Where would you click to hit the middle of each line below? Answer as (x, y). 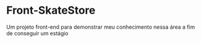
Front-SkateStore (51, 10)
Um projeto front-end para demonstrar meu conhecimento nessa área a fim (101, 27)
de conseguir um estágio (37, 33)
